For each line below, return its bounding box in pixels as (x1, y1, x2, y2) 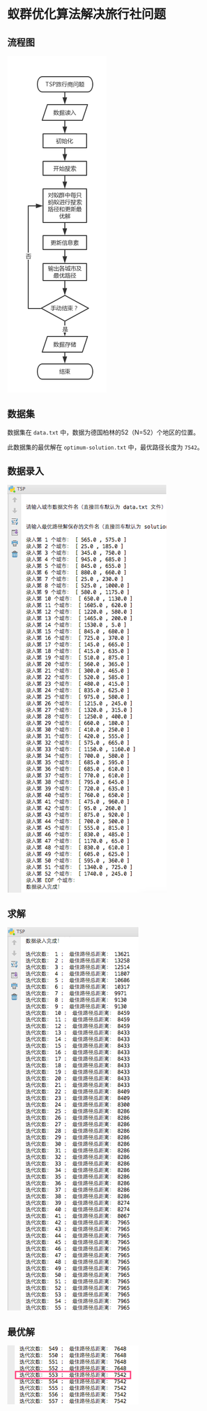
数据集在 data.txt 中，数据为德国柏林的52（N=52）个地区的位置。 (7, 427, 200, 437)
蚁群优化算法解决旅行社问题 (7, 6, 167, 22)
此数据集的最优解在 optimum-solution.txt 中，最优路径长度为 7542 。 (7, 443, 204, 451)
